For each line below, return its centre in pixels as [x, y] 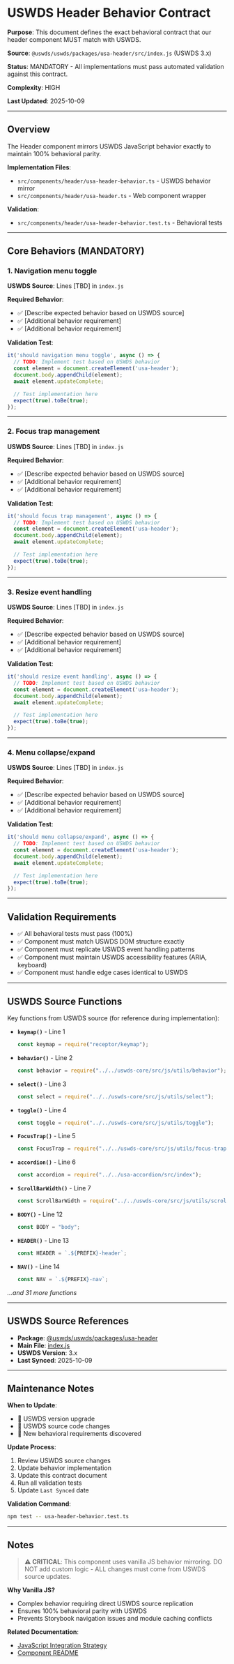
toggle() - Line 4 [42, 1110]
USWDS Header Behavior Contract [109, 13]
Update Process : [32, 1447]
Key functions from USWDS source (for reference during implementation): [113, 1018]
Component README [48, 1653]
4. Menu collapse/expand [51, 752]
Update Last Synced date [53, 1490]
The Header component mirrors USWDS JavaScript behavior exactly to [109, 146]
